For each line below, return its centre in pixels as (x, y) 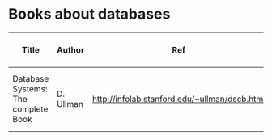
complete (30, 108)
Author (70, 49)
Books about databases (89, 14)
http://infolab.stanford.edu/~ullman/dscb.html (178, 99)
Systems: (30, 88)
